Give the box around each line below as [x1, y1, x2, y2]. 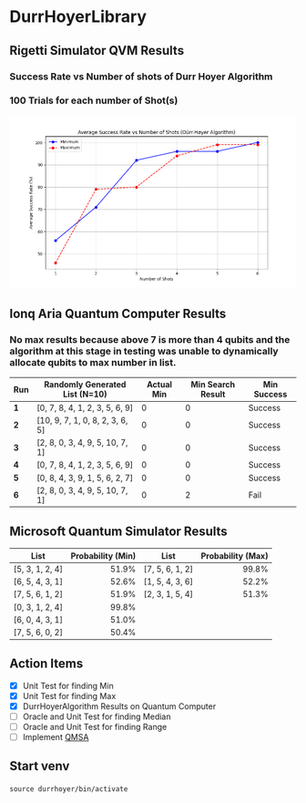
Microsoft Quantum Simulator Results [9, 523, 228, 539]
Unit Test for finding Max [22, 690, 117, 701]
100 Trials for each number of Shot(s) [9, 94, 178, 107]
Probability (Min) [70, 550, 137, 561]
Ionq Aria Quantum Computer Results [9, 305, 227, 321]
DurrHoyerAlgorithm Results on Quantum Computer [22, 700, 217, 712]
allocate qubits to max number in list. [9, 355, 177, 368]
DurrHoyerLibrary [9, 6, 148, 27]
